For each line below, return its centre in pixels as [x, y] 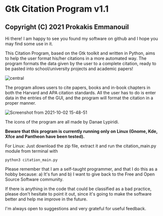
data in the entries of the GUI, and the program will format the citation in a [79, 98]
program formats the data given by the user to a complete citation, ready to [81, 63]
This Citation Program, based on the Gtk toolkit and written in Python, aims [80, 53]
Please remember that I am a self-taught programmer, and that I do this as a [81, 169]
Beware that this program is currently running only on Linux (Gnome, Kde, [81, 131]
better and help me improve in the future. [46, 199]
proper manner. [21, 103]
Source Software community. [34, 179]
